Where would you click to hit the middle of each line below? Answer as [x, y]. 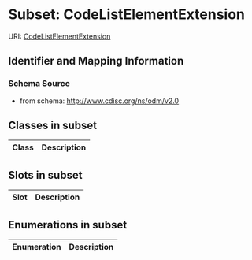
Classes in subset [52, 126]
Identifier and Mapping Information [96, 61]
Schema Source [39, 84]
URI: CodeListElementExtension [59, 36]
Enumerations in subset [68, 225]
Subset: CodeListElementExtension [127, 15]
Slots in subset [45, 175]
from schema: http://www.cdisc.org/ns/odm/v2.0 [99, 101]
